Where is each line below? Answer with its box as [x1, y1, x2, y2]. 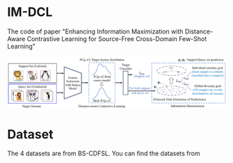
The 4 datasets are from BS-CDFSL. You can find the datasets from [7, 149, 200, 157]
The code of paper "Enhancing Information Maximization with [7, 27, 184, 36]
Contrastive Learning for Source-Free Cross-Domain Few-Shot [26, 34, 207, 42]
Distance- [184, 27, 214, 36]
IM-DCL [7, 4, 53, 20]
